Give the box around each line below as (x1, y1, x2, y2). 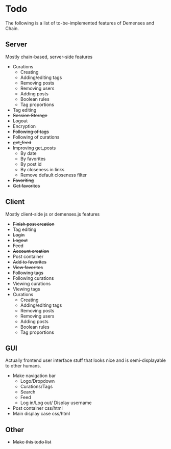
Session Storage (12, 112, 47, 118)
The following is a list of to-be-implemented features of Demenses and (5, 20, 155, 26)
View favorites (12, 264, 43, 270)
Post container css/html (12, 405, 63, 411)
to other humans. (5, 363, 41, 369)
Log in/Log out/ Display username (20, 400, 92, 406)
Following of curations (12, 134, 60, 140)
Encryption (12, 123, 36, 129)
